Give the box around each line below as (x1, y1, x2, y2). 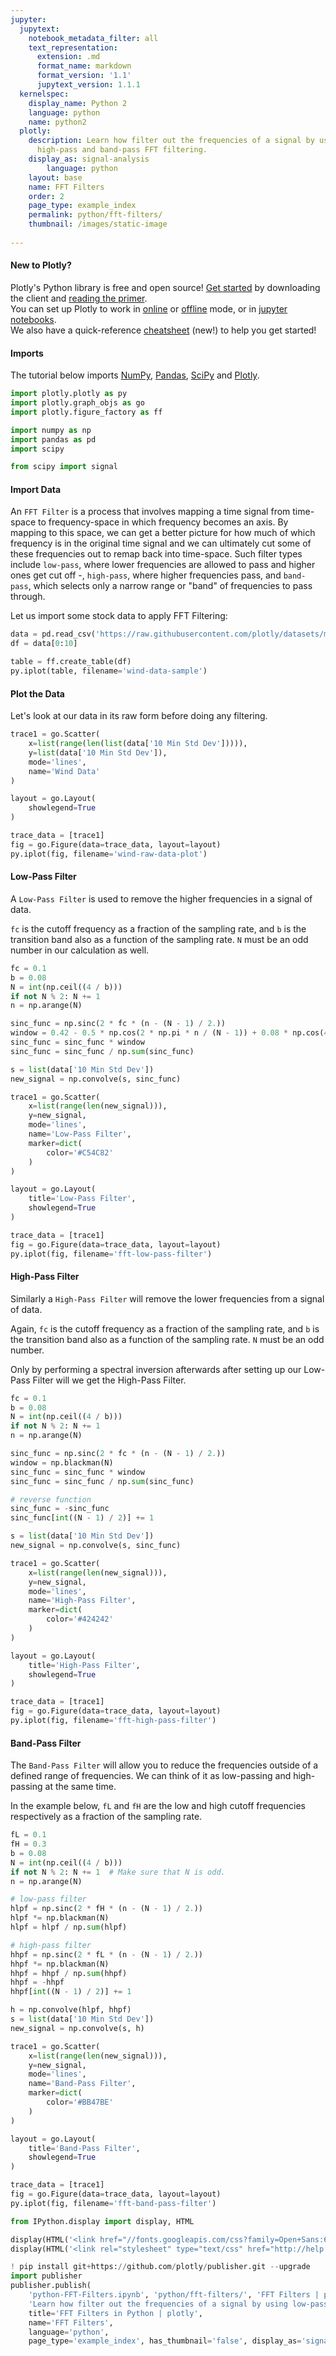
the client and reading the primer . (10, 292, 148, 304)
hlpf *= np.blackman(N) (10, 1913, 110, 1923)
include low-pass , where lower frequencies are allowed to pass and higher (10, 559, 316, 571)
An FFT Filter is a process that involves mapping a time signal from (10, 506, 291, 518)
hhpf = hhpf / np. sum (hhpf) (10, 1968, 128, 1978)
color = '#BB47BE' (46, 2097, 114, 2108)
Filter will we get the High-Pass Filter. (32, 1374, 187, 1386)
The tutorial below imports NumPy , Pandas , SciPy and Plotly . (10, 369, 260, 381)
